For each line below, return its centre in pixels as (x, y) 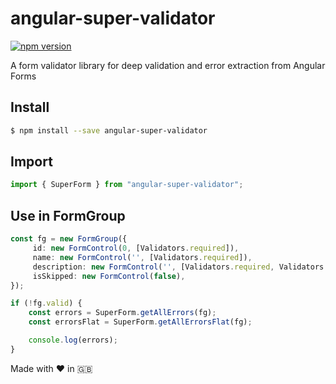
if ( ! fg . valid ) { (46, 303)
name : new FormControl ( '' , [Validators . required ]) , (142, 257)
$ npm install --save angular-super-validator (109, 130)
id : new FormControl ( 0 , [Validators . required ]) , (136, 248)
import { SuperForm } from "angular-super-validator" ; (127, 185)
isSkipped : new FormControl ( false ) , (109, 276)
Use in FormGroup (68, 215)
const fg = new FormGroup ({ (69, 239)
